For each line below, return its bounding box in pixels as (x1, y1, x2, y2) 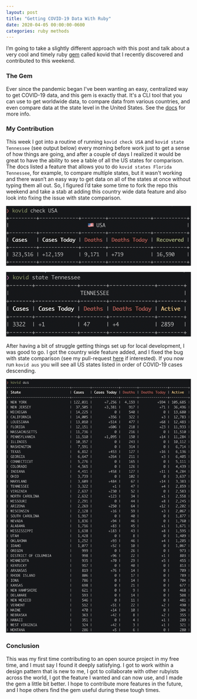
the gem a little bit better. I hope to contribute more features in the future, (6, 680, 183, 687)
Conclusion (6, 642, 40, 650)
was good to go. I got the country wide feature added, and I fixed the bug (6, 348, 184, 355)
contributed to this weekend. (6, 57, 76, 65)
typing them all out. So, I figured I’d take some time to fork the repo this (6, 182, 178, 189)
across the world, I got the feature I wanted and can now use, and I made (6, 674, 183, 681)
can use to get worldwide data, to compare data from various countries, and (6, 97, 191, 105)
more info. (6, 110, 31, 117)
